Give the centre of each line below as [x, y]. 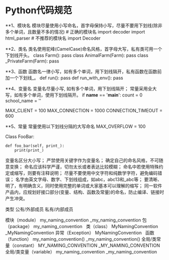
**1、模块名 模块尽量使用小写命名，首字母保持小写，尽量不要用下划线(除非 [84, 25]
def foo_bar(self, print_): [35, 146]
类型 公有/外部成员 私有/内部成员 [39, 209]
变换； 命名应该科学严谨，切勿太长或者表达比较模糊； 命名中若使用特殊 [84, 167]
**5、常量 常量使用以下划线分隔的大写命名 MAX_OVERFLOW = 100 [76, 126]
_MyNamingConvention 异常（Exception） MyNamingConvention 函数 [80, 233]
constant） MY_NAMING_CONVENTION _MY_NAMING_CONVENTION [87, 245]
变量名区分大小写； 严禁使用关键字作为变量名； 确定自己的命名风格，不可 [82, 160]
